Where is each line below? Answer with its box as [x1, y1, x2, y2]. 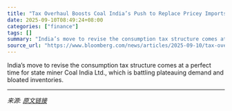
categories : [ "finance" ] [7, 23, 79, 30]
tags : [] [7, 29, 32, 37]
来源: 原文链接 [7, 97, 47, 104]
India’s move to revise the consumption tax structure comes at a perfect [7, 61, 212, 69]
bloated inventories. [7, 76, 64, 83]
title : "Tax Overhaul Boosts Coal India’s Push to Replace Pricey [7, 10, 202, 17]
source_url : [7, 42, 41, 49]
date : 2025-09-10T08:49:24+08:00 [7, 17, 104, 23]
